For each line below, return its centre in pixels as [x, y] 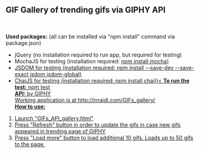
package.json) [24, 43]
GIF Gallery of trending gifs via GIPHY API [86, 10]
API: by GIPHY [33, 93]
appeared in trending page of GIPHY [60, 131]
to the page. [29, 144]
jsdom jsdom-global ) [56, 74]
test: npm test [32, 87]
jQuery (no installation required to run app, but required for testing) [98, 55]
